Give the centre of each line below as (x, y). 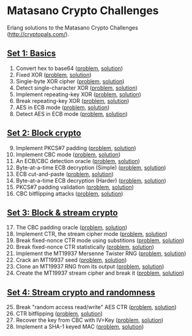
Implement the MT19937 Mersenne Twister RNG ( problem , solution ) (101, 254)
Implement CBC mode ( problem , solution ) (68, 155)
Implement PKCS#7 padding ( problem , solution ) (76, 148)
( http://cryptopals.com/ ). (38, 34)
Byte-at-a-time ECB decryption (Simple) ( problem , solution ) (91, 167)
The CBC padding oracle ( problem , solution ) (72, 227)
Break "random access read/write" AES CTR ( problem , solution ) (96, 307)
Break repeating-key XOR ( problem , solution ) (72, 101)
